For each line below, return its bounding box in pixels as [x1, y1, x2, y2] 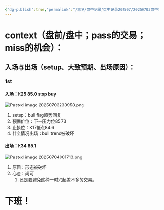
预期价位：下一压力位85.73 [12, 118, 67, 124]
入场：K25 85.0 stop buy [5, 91, 56, 97]
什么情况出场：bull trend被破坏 [12, 131, 74, 136]
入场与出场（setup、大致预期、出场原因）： [5, 63, 135, 72]
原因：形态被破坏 [12, 164, 47, 170]
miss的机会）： [5, 42, 63, 53]
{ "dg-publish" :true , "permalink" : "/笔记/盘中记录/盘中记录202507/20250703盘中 [5, 7, 158, 12]
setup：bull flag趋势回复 [12, 112, 61, 118]
